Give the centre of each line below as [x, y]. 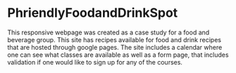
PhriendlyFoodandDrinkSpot [93, 13]
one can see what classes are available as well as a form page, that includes [118, 55]
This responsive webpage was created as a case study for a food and [108, 32]
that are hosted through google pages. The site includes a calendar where [115, 47]
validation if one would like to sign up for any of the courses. [95, 62]
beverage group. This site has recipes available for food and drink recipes [114, 39]
